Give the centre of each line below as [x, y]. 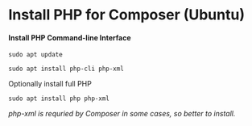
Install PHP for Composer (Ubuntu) [127, 15]
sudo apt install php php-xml [59, 99]
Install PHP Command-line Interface [70, 37]
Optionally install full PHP [50, 84]
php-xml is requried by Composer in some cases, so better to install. [122, 114]
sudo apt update [35, 55]
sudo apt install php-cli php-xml [66, 69]
